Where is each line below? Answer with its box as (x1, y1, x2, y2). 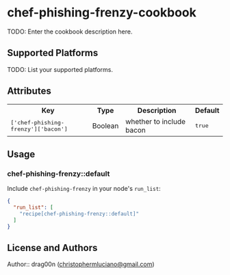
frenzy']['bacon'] (10, 125, 68, 133)
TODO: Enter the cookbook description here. (7, 27, 133, 36)
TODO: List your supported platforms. (7, 65, 114, 73)
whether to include (125, 116, 186, 126)
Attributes (7, 86, 51, 97)
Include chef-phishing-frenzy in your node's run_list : (7, 185, 161, 193)
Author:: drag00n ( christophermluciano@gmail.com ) (7, 260, 155, 268)
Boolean (92, 121, 119, 131)
